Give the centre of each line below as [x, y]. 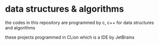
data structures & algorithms [65, 9]
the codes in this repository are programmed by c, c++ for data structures [79, 22]
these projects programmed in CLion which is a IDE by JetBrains [70, 37]
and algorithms [20, 27]
